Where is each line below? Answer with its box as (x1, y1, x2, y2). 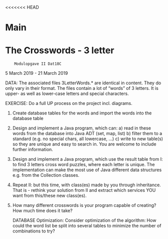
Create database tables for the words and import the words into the (12, 110, 152, 116)
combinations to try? (12, 228, 55, 234)
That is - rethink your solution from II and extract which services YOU (12, 187, 156, 193)
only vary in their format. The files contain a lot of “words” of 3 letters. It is (5, 85, 159, 91)
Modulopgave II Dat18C (14, 61, 62, 67)
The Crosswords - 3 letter (5, 45, 114, 56)
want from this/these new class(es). (12, 193, 87, 199)
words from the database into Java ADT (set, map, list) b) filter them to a (12, 131, 162, 137)
